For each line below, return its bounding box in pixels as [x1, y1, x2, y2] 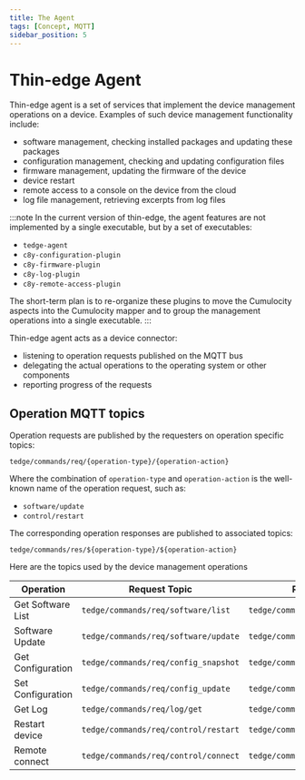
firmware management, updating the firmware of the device [22, 166, 247, 177]
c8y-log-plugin [22, 270, 81, 279]
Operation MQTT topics [9, 406, 145, 421]
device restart [22, 175, 75, 187]
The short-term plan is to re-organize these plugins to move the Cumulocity [9, 296, 292, 307]
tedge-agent [22, 241, 68, 250]
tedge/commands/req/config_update [81, 684, 231, 694]
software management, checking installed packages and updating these [22, 137, 293, 147]
